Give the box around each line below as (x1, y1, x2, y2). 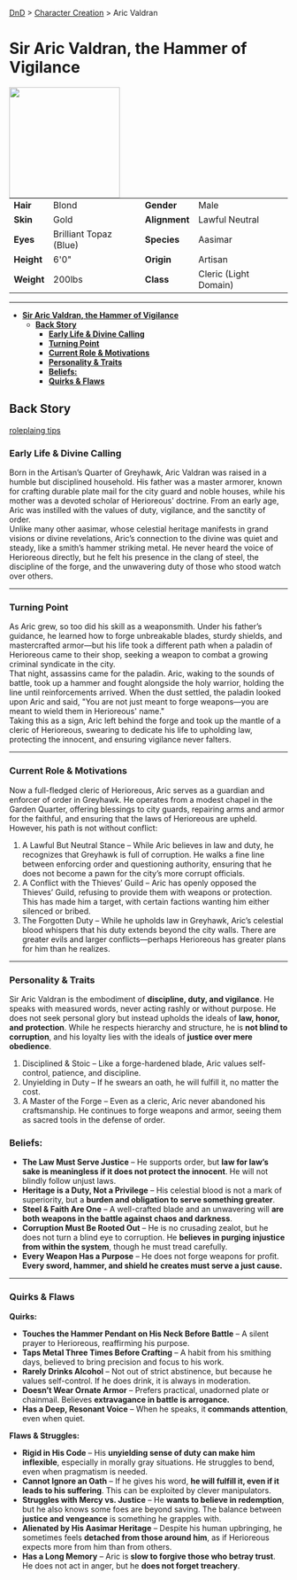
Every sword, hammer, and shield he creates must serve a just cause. (21, 1260, 283, 1271)
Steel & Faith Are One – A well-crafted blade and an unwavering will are (21, 1204, 285, 1215)
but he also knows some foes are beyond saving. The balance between (21, 1504, 282, 1514)
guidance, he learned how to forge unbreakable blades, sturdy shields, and (9, 631, 283, 642)
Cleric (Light (198, 268, 250, 280)
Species (144, 233, 179, 245)
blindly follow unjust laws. (21, 1176, 117, 1187)
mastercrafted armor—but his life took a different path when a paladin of (9, 640, 273, 650)
